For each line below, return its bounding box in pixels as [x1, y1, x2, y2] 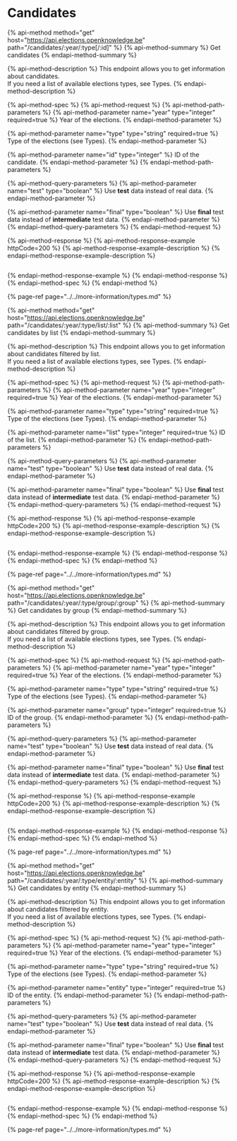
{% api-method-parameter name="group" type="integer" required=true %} [7, 705, 227, 714]
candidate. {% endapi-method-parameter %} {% [7, 157, 150, 166]
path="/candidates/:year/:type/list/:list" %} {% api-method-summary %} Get [7, 321, 230, 329]
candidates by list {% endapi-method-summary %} [7, 328, 157, 336]
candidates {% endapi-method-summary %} [7, 51, 138, 59]
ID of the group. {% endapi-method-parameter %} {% [7, 713, 164, 721]
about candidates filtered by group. [7, 627, 110, 635]
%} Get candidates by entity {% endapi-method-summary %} [7, 884, 187, 892]
